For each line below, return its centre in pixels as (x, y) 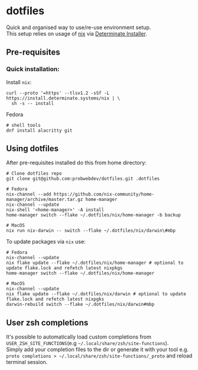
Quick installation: (33, 69)
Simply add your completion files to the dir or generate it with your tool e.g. (98, 350)
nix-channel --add (29, 194)
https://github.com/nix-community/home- (104, 194)
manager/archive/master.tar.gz (45, 200)
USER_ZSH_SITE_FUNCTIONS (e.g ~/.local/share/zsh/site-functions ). (87, 343)
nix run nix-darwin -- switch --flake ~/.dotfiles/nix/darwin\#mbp (91, 231)
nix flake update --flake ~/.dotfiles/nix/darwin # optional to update (96, 294)
